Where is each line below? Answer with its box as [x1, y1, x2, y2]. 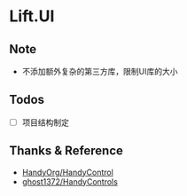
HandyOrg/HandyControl [21, 167, 113, 177]
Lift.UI [9, 6, 55, 27]
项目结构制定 [21, 117, 69, 128]
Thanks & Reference [9, 144, 124, 159]
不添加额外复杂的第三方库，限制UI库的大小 [21, 67, 178, 76]
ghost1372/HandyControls [21, 176, 118, 187]
